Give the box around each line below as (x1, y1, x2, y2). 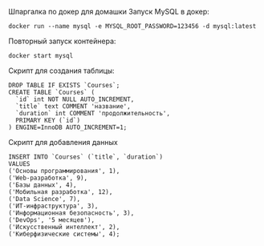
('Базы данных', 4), (8, 181, 78, 189)
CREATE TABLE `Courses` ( (8, 88, 95, 96)
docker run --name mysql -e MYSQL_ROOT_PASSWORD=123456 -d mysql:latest (8, 22, 257, 30)
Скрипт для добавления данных (8, 138, 118, 147)
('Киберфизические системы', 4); (8, 230, 120, 238)
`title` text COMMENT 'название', (15, 103, 131, 111)
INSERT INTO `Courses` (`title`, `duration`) (8, 153, 163, 161)
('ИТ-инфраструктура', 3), (8, 202, 99, 210)
